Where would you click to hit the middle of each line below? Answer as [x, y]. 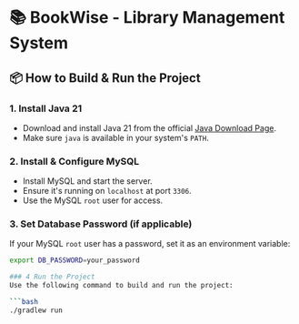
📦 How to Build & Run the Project [105, 78]
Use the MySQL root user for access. [93, 200]
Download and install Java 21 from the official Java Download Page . [149, 127]
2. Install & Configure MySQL [74, 161]
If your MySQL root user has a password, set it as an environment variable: [150, 244]
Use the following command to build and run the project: [121, 286]
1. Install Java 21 [46, 108]
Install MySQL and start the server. [87, 181]
